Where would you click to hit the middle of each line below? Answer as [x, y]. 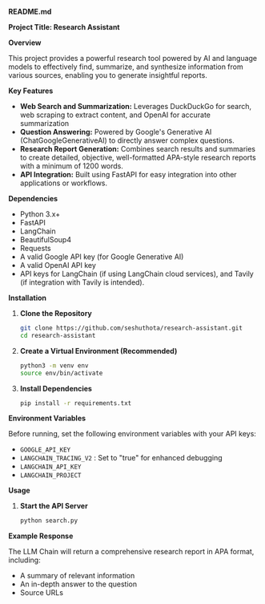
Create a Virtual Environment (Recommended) [98, 351]
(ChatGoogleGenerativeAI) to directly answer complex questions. [127, 140]
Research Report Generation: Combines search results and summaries [138, 149]
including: [25, 560]
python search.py [49, 521]
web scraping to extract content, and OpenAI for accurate [115, 115]
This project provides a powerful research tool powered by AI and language [133, 58]
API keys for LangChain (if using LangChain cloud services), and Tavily [137, 274]
